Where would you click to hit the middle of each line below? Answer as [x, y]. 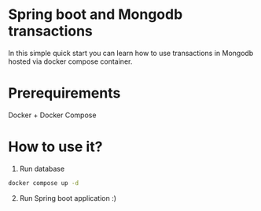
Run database [42, 168]
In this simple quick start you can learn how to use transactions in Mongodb [131, 53]
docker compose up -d [44, 183]
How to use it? [55, 147]
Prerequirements [64, 93]
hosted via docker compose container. [70, 61]
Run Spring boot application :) [68, 198]
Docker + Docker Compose [52, 115]
